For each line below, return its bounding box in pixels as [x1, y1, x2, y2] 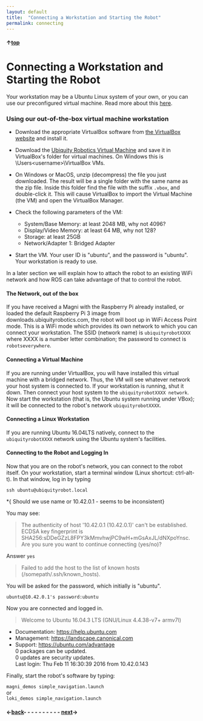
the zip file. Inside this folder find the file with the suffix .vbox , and [15, 184, 180, 191]
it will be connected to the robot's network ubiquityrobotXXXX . [6, 401, 162, 409]
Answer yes [6, 553, 35, 560]
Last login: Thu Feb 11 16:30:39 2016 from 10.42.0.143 [15, 660, 148, 668]
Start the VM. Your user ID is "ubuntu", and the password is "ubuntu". [15, 251, 188, 259]
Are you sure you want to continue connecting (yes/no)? [21, 540, 162, 548]
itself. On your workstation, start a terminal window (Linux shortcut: [6, 469, 175, 476]
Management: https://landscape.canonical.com [15, 634, 133, 642]
